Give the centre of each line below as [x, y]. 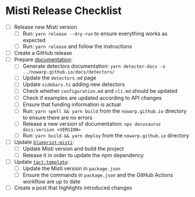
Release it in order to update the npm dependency [83, 155]
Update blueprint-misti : [44, 142]
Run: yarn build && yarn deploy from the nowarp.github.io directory [106, 135]
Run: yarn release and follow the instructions [77, 46]
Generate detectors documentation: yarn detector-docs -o [94, 66]
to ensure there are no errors [58, 117]
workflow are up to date [52, 182]
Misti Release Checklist [64, 11]
